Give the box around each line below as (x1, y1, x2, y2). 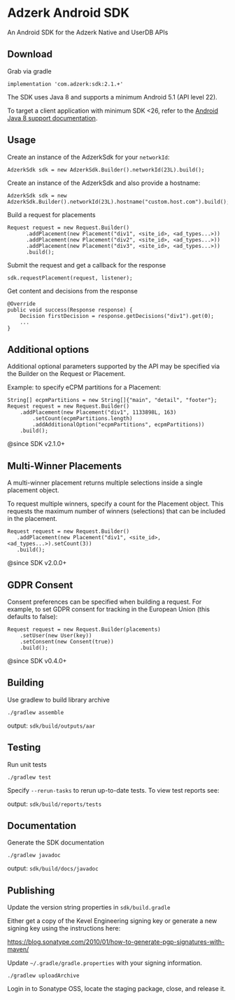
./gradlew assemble (7, 709, 64, 716)
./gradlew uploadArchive (7, 972, 80, 980)
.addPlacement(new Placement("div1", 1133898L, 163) (20, 409, 177, 416)
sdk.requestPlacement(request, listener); (7, 275, 133, 282)
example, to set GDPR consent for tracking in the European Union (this (7, 605, 211, 613)
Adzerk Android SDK (7, 5, 130, 21)
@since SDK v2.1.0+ (7, 440, 65, 448)
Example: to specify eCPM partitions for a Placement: (7, 383, 162, 391)
